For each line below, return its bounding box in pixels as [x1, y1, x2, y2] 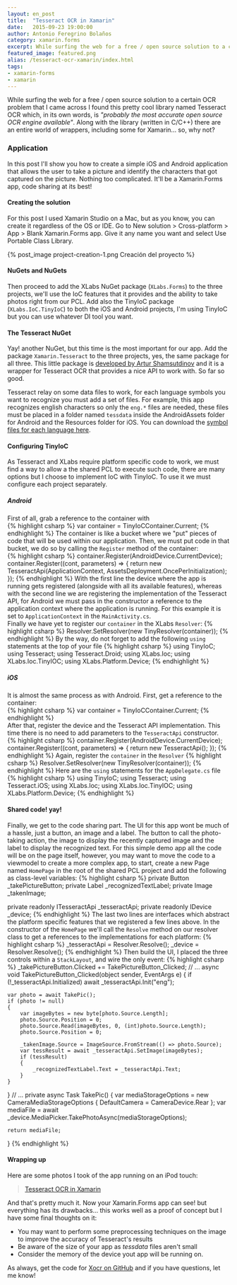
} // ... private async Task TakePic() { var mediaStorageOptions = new [7, 1090, 209, 1099]
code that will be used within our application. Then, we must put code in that [7, 537, 230, 545]
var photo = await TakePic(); [7, 991, 97, 998]
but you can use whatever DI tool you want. [7, 312, 134, 321]
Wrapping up [7, 1155, 47, 1164]
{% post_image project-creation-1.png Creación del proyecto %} [7, 250, 195, 258]
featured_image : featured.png [7, 50, 97, 57]
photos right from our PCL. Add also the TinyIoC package [7, 297, 174, 306]
